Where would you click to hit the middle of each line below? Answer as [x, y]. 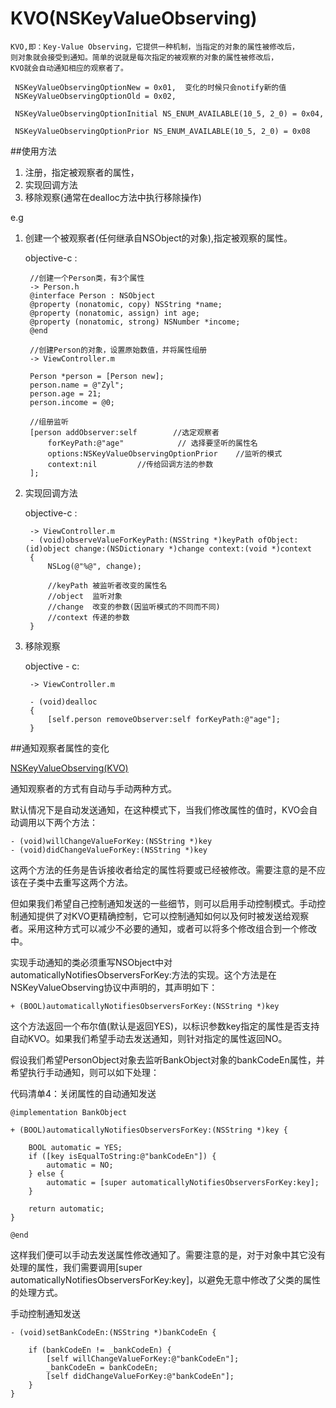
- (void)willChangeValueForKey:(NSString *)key [111, 841]
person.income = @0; [72, 402]
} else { [46, 1173]
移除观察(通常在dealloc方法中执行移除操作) [113, 197]
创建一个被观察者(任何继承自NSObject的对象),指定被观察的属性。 [158, 238]
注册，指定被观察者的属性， [82, 172]
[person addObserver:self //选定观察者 [124, 432]
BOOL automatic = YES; [75, 1147]
